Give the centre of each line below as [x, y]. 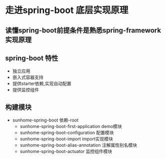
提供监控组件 [25, 90]
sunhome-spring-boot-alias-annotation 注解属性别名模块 [78, 145]
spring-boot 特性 [32, 58]
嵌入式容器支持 [28, 77]
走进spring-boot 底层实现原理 [67, 10]
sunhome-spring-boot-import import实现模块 [66, 139]
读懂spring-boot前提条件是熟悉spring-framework [83, 30]
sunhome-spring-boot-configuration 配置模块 [67, 132]
